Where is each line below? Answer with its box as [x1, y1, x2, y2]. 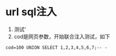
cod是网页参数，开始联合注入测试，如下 [13, 33, 110, 40]
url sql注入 [5, 5, 57, 19]
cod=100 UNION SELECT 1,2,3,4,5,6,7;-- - [5, 44, 108, 50]
